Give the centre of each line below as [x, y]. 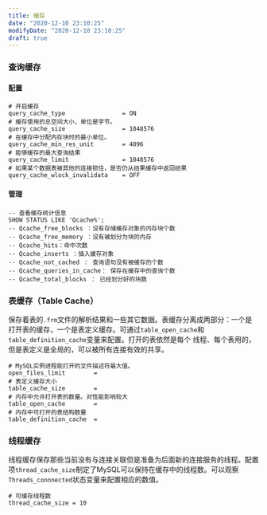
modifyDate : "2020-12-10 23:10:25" [67, 30]
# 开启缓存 [24, 107]
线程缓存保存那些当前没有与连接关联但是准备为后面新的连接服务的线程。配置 [133, 460]
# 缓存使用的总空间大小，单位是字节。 [62, 122]
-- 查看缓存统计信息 [37, 213]
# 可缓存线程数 [30, 496]
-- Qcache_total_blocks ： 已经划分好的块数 [77, 279]
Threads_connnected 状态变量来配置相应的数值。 [85, 480]
